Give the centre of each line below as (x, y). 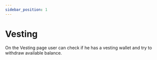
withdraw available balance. (34, 53)
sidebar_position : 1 (26, 10)
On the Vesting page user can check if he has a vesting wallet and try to (78, 48)
